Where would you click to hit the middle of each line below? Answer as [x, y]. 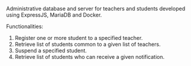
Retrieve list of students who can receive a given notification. [90, 57]
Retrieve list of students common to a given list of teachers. [87, 44]
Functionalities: [25, 26]
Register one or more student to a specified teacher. [79, 38]
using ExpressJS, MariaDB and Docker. [54, 15]
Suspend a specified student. [51, 51]
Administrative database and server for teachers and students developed [96, 9]
